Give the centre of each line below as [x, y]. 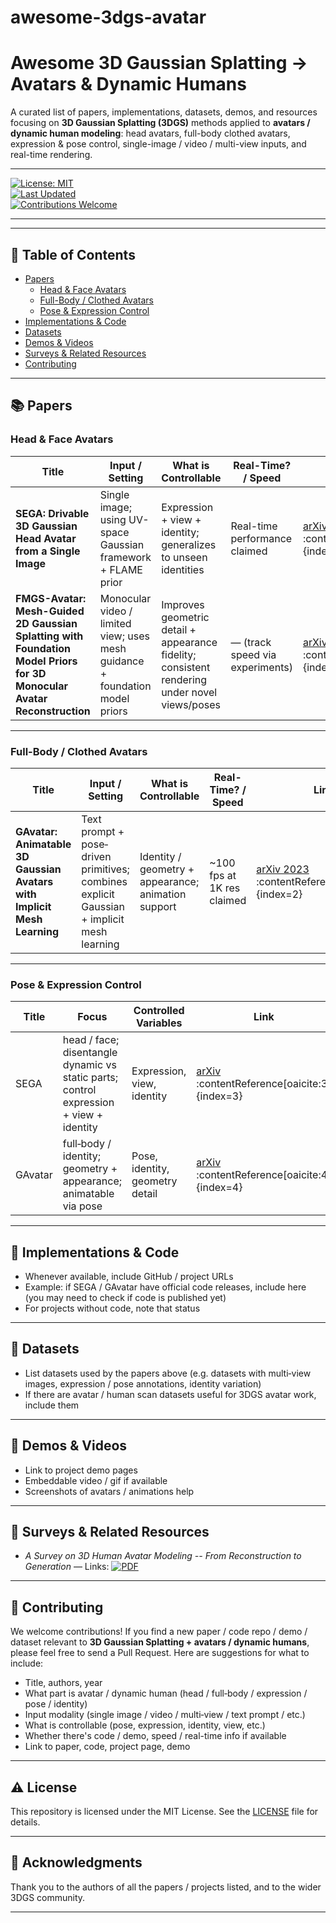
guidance [122, 661]
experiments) [261, 667]
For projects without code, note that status [112, 1308]
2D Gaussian [46, 623]
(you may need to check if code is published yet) [125, 1298]
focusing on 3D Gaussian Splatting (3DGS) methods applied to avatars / [160, 123]
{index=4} [219, 1188]
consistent [186, 667]
